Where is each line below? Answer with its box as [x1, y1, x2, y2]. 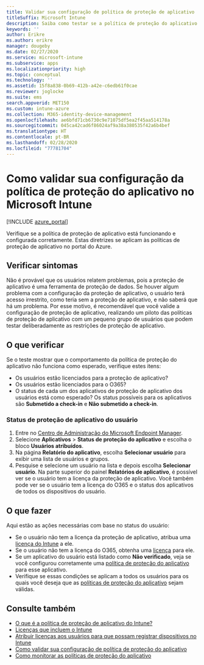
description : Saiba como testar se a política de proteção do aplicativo [6, 20, 198, 26]
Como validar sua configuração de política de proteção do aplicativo [15, 645, 188, 653]
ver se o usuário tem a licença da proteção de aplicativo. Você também [15, 475, 194, 482]
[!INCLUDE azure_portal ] [6, 218, 68, 225]
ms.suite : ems [6, 94, 43, 100]
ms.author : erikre [6, 37, 53, 43]
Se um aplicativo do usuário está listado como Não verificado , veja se [15, 553, 192, 560]
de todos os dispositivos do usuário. [15, 488, 107, 495]
